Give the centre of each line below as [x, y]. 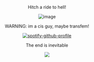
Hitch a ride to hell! [47, 7]
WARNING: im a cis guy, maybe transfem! [47, 26]
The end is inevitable [47, 45]
